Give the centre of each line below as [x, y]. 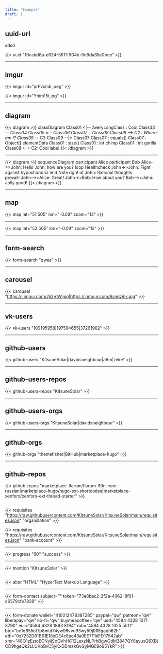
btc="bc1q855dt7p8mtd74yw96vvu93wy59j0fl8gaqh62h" [63, 631]
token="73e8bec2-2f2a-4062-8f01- [99, 596]
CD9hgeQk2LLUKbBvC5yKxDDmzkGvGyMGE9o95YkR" [61, 646]
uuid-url [18, 34]
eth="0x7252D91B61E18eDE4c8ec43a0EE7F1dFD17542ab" [64, 636]
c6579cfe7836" [21, 601]
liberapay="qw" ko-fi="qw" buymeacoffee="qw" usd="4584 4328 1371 [76, 620]
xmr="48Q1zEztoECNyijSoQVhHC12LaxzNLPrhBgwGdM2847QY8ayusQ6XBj [81, 641]
